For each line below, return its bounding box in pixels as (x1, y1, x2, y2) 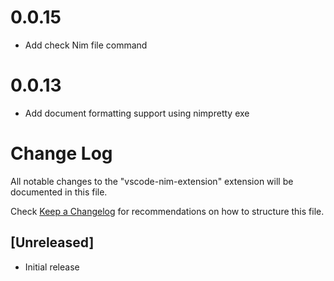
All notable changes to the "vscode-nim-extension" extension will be (10, 175, 294, 187)
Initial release (24, 261, 80, 273)
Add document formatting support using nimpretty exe (24, 107, 250, 119)
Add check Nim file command (24, 39, 148, 51)
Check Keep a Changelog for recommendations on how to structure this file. (10, 205, 325, 217)
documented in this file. (10, 186, 108, 198)
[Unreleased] (10, 234, 95, 251)
